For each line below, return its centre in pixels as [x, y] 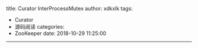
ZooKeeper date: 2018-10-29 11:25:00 [60, 33]
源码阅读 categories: [39, 27]
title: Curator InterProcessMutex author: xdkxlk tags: [70, 8]
